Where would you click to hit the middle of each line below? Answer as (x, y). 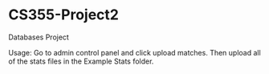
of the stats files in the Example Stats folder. (81, 61)
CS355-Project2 (63, 15)
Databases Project (39, 37)
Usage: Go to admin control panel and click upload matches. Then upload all (134, 52)
